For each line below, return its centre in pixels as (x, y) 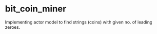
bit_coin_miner (36, 9)
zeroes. (13, 27)
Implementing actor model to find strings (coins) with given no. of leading (79, 22)
